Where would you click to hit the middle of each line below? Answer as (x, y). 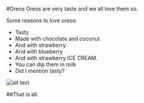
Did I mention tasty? (40, 71)
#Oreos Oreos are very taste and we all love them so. (72, 9)
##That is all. (22, 94)
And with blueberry (39, 51)
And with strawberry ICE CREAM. (56, 58)
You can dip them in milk (45, 64)
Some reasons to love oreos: (42, 20)
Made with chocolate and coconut (58, 38)
